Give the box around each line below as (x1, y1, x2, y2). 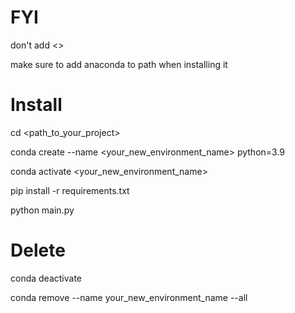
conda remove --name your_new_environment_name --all (10, 291, 248, 303)
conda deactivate (10, 272, 83, 284)
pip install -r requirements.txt (10, 184, 130, 196)
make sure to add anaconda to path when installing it (10, 58, 228, 70)
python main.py (10, 204, 75, 216)
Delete (10, 239, 66, 262)
